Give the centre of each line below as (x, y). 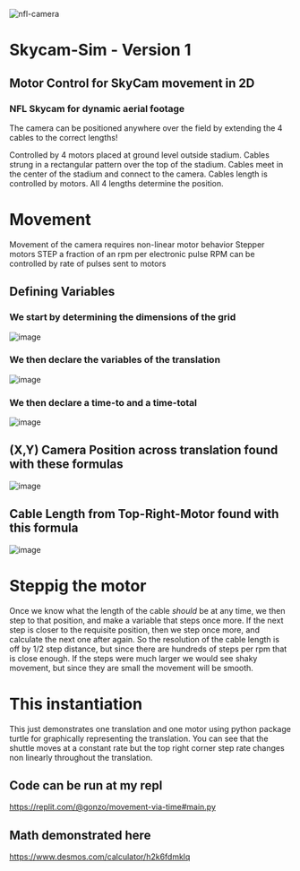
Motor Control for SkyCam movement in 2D (132, 83)
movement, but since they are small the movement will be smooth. (131, 668)
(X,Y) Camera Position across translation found (144, 450)
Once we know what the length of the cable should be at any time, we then (147, 610)
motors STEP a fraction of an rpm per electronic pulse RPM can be (132, 254)
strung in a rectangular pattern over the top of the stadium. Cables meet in (146, 164)
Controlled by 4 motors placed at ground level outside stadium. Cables (140, 155)
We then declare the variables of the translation (115, 360)
